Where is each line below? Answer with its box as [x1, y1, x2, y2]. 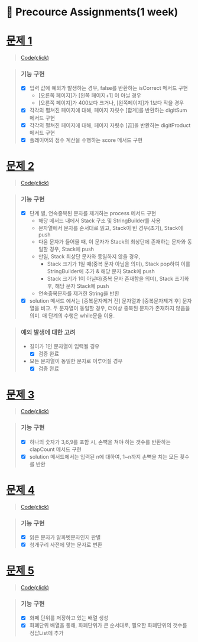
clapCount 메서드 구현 [29, 446, 82, 453]
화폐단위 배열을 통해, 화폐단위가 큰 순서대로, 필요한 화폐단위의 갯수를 [29, 622, 187, 629]
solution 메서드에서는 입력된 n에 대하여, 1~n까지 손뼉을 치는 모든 [29, 453, 179, 460]
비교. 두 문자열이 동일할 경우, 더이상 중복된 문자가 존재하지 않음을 [40, 304, 190, 312]
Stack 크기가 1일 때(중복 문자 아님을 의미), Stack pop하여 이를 [47, 260, 191, 267]
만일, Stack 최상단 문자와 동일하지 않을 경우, [38, 252, 141, 260]
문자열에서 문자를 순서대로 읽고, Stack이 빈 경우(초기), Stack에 [38, 224, 183, 231]
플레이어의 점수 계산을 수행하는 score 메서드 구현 [29, 136, 143, 144]
